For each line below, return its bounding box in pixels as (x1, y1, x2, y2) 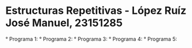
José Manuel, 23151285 (5, 16, 123, 29)
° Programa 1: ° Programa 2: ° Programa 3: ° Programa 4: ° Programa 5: (5, 35, 177, 42)
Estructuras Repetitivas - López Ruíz (5, 4, 187, 17)
